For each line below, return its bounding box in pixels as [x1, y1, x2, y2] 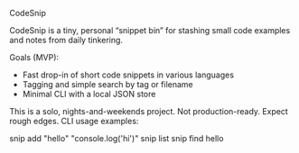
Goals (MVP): [9, 52, 60, 62]
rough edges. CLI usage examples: [9, 116, 139, 126]
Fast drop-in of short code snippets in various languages [22, 69, 235, 80]
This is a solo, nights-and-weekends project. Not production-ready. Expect [9, 106, 289, 116]
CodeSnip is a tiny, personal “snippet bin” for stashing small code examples [9, 25, 291, 35]
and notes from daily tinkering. [9, 35, 124, 45]
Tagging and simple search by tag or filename [22, 79, 194, 89]
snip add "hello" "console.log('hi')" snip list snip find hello [9, 133, 224, 143]
